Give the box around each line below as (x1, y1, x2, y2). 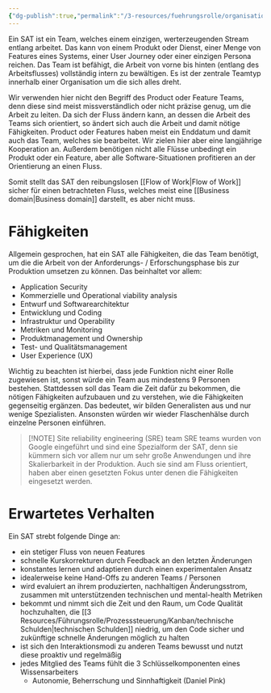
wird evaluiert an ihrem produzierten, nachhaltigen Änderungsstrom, (19, 581, 248, 590)
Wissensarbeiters (19, 667, 79, 677)
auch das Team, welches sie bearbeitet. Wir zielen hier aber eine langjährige (8, 135, 262, 145)
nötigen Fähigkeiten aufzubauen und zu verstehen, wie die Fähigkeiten (8, 392, 244, 401)
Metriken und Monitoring (19, 325, 102, 334)
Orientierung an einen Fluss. (8, 161, 102, 170)
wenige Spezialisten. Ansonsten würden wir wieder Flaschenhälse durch (8, 409, 249, 418)
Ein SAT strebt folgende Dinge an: (8, 531, 121, 541)
